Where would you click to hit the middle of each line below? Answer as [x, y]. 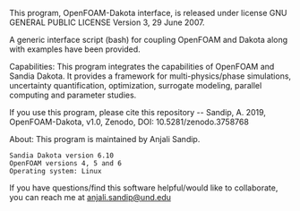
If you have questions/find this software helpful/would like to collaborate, [144, 188]
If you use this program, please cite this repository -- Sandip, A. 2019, [138, 112]
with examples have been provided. [75, 49]
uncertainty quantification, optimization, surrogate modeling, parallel [136, 85]
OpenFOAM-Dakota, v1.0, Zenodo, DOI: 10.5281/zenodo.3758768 [129, 122]
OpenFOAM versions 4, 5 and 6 [66, 164]
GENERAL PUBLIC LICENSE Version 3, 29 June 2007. [107, 22]
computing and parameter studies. [73, 95]
